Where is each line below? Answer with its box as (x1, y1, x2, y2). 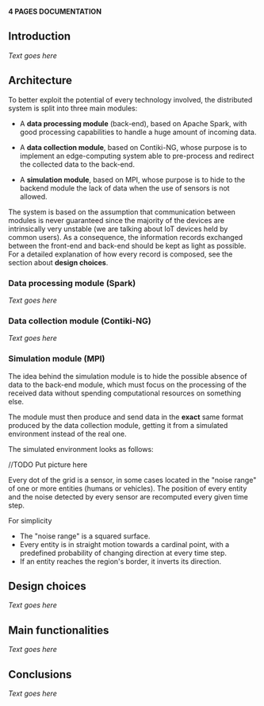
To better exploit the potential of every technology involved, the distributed (8, 95, 253, 104)
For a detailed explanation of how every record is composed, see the (8, 249, 233, 259)
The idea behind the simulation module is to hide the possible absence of (8, 371, 247, 380)
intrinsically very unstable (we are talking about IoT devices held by (8, 224, 228, 233)
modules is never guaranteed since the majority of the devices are (8, 215, 224, 225)
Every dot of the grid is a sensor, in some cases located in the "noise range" (8, 475, 257, 484)
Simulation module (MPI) (8, 353, 105, 365)
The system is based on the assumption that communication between (8, 206, 236, 217)
